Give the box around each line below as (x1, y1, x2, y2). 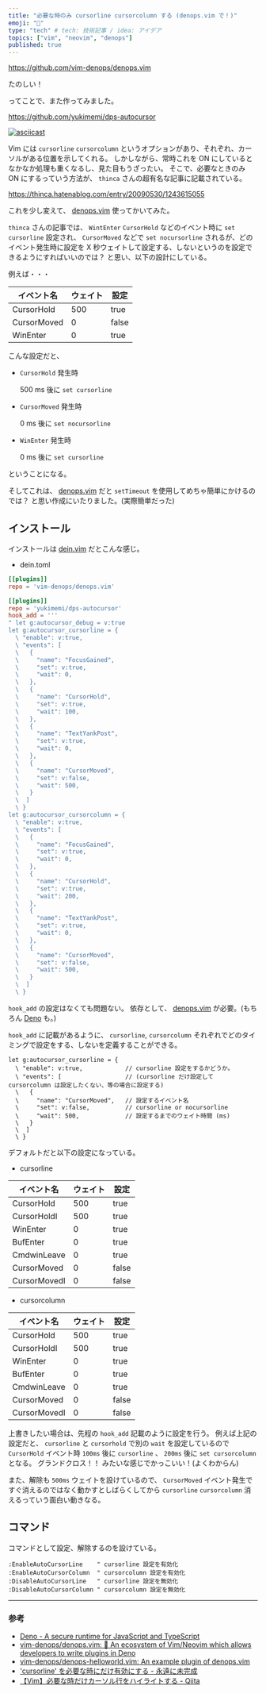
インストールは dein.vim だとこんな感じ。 (8, 544, 144, 553)
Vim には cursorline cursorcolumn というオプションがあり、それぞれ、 (8, 144, 239, 153)
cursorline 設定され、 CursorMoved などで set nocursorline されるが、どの (8, 233, 253, 242)
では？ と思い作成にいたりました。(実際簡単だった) (8, 496, 176, 506)
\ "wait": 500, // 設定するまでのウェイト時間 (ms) (15, 1112, 231, 1120)
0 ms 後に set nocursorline (19, 418, 111, 429)
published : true (8, 41, 62, 49)
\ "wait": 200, (15, 892, 80, 900)
